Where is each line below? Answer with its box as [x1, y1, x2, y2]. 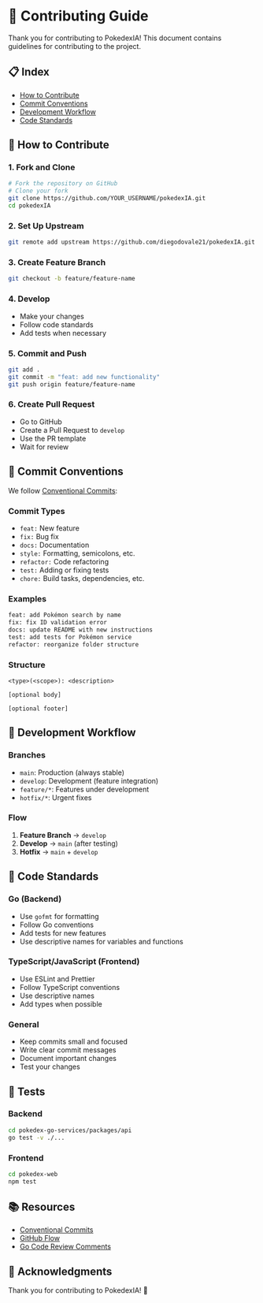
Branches [8, 750, 46, 761]
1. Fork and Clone [8, 162, 76, 173]
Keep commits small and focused [19, 1037, 128, 1047]
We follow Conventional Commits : [8, 486, 118, 495]
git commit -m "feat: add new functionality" [8, 373, 160, 381]
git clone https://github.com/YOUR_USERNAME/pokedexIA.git [8, 195, 206, 203]
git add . [8, 366, 41, 374]
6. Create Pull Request [8, 399, 95, 410]
